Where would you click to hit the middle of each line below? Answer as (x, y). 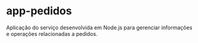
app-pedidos (39, 11)
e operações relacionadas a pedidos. (52, 33)
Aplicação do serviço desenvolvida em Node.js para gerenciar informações (99, 27)
